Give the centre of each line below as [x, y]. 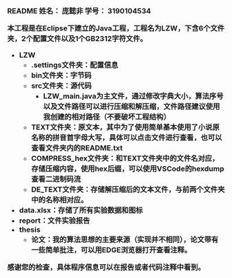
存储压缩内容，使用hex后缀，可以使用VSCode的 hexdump [127, 169]
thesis [30, 230]
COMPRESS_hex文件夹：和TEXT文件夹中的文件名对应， [125, 158]
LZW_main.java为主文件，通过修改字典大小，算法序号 [133, 96]
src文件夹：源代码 [61, 86]
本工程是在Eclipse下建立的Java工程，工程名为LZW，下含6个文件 [116, 28]
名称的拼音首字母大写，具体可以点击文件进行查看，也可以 [126, 138]
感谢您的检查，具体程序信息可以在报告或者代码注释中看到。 [106, 268]
